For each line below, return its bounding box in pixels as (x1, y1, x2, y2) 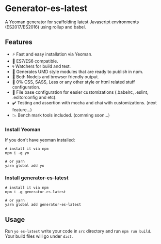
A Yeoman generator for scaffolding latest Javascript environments (5, 19, 139, 25)
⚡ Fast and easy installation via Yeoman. (12, 51, 93, 57)
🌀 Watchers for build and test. (12, 63, 71, 69)
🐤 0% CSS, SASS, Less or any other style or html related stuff (12, 79, 135, 85)
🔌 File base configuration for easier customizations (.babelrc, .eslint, (12, 89, 149, 95)
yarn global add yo (5, 163, 45, 168)
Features (5, 38, 32, 46)
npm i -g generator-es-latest (5, 189, 66, 195)
